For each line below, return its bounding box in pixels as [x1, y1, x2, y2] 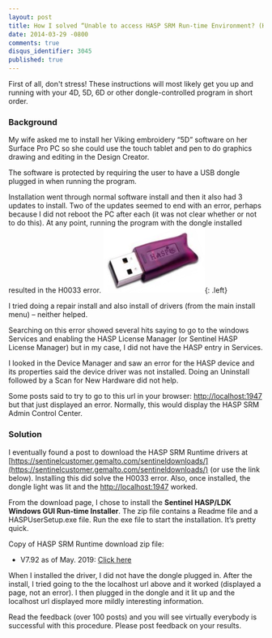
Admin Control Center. [8, 409, 83, 418]
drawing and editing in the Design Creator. [8, 152, 150, 162]
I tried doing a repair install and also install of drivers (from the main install [8, 301, 256, 311]
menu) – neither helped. [8, 310, 88, 319]
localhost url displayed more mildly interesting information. [8, 596, 204, 606]
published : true [8, 56, 63, 64]
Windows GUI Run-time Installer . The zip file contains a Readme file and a [8, 506, 258, 516]
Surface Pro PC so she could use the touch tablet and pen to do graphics [8, 143, 253, 153]
